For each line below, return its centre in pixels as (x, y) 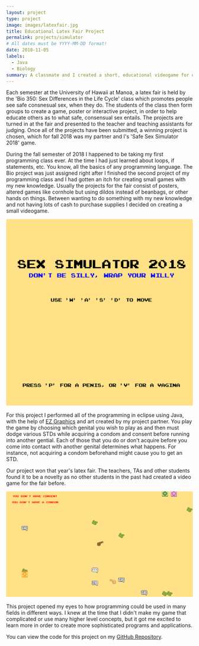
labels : (16, 56)
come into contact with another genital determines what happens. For (91, 446)
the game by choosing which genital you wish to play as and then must (93, 428)
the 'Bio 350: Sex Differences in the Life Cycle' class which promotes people (99, 99)
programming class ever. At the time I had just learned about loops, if (90, 160)
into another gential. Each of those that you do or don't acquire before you (97, 441)
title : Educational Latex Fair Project (55, 31)
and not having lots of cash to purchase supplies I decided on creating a (94, 205)
